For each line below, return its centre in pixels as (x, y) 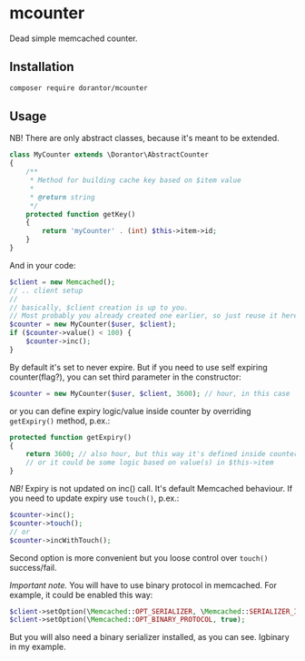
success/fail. (33, 567)
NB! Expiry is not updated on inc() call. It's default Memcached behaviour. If (151, 489)
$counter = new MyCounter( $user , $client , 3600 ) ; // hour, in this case (150, 393)
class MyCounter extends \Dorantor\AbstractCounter (109, 155)
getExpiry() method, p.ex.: (60, 421)
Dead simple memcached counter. (74, 38)
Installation (42, 67)
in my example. (38, 647)
